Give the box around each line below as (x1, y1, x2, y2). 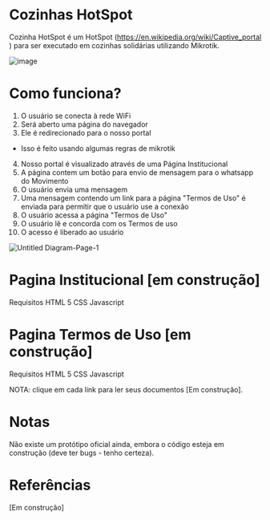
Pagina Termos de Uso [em (9, 326, 191, 343)
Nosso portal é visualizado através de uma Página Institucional (20, 159, 228, 169)
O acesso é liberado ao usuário (20, 227, 124, 237)
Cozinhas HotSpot (9, 6, 133, 24)
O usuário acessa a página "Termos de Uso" (20, 210, 167, 220)
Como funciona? (9, 84, 122, 103)
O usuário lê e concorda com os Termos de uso (20, 218, 179, 228)
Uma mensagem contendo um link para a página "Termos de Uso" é (20, 193, 247, 202)
